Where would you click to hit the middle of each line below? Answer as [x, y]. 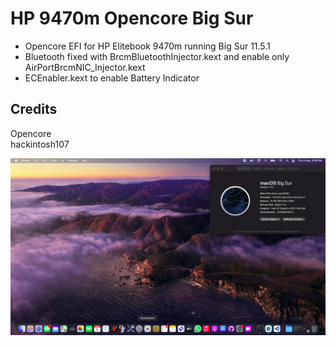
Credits [34, 109]
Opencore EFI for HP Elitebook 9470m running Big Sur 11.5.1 [147, 46]
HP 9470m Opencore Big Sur [132, 18]
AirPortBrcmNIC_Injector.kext [85, 67]
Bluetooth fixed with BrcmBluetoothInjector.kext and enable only [157, 56]
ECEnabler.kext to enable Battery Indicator [112, 78]
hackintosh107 [40, 144]
